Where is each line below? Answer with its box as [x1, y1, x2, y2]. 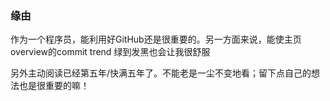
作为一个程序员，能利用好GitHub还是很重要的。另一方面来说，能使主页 [10, 33, 302, 46]
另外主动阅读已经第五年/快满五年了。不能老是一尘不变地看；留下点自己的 [10, 67, 312, 79]
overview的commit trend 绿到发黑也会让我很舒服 [10, 46, 211, 58]
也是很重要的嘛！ [18, 80, 90, 92]
